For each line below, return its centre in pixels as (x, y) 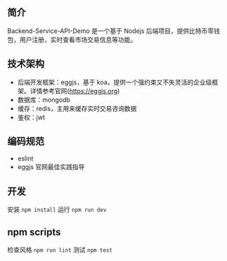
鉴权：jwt (31, 117)
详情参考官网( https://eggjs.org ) (75, 91)
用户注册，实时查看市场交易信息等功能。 (78, 39)
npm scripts (34, 232)
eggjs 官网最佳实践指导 (51, 167)
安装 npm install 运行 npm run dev (57, 210)
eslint (25, 159)
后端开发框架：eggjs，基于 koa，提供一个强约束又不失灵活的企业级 (115, 82)
